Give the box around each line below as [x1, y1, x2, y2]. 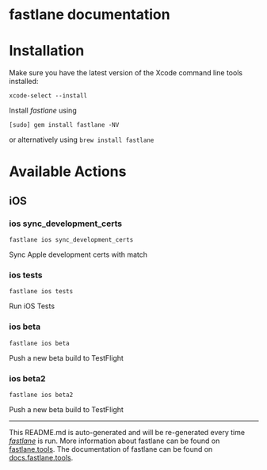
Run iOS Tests [9, 301, 55, 311]
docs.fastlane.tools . [9, 453, 74, 462]
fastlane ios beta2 [9, 391, 74, 399]
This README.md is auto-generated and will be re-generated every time [9, 427, 245, 437]
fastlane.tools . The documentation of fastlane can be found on [9, 444, 213, 453]
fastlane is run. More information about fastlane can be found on [9, 436, 220, 445]
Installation [9, 42, 85, 60]
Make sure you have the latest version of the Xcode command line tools [9, 68, 243, 78]
